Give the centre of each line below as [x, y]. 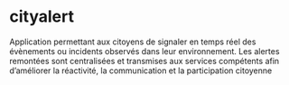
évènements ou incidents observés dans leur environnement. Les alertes [144, 51]
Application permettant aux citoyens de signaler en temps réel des [133, 42]
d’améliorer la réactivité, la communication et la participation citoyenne [141, 71]
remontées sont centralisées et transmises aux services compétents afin [144, 61]
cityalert [42, 17]
